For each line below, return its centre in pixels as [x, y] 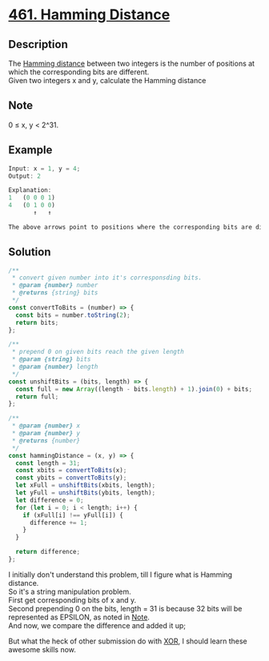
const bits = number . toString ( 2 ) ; [73, 315]
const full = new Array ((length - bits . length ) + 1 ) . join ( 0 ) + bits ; [134, 389]
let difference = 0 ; [50, 500]
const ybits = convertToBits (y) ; [71, 478]
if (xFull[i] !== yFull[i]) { [73, 515]
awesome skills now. [42, 649]
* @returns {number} [46, 441]
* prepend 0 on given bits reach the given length [98, 352]
